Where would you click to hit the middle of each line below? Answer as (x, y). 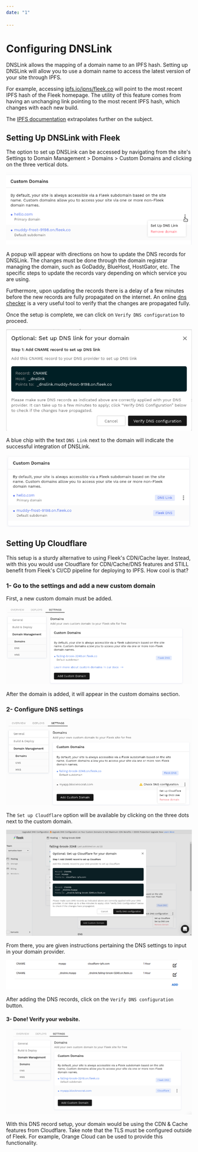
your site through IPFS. (34, 77)
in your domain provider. (36, 952)
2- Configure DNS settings (45, 709)
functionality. (22, 1143)
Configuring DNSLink (59, 49)
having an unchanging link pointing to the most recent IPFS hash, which (93, 102)
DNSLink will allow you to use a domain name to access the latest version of (98, 71)
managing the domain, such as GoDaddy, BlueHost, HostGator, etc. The (93, 266)
